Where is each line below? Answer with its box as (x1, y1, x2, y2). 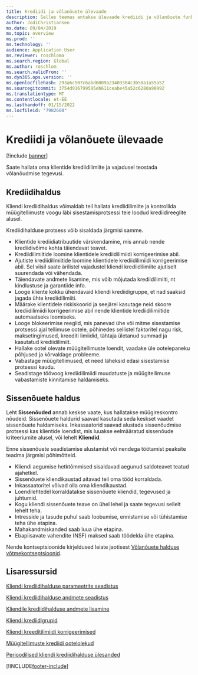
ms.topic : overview (6, 31, 54, 37)
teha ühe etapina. (14, 519, 57, 526)
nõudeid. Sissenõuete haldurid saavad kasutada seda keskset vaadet (6, 415, 174, 422)
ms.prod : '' (6, 36, 35, 42)
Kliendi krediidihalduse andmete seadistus (6, 594, 109, 601)
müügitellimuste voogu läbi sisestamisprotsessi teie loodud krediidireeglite (6, 209, 187, 216)
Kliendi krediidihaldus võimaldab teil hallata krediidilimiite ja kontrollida (6, 203, 177, 210)
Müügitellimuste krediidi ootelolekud (6, 640, 94, 647)
